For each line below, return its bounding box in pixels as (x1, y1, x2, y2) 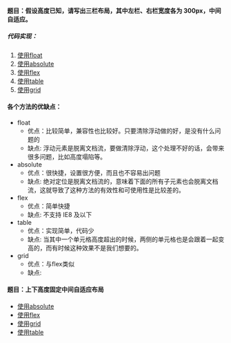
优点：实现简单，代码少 (27, 226, 94, 234)
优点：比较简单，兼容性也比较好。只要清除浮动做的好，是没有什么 (27, 127, 215, 135)
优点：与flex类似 (27, 259, 74, 268)
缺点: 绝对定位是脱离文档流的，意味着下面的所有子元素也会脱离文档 (27, 177, 219, 185)
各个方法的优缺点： (7, 102, 62, 111)
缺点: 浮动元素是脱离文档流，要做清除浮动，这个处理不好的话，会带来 (27, 144, 225, 152)
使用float (17, 50, 43, 59)
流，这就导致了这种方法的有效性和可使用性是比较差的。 (27, 185, 185, 194)
